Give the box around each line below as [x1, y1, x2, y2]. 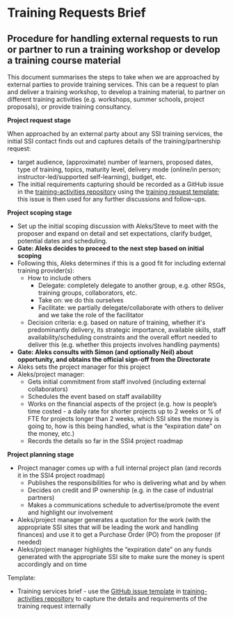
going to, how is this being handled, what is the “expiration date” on [27, 422, 221, 430]
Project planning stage [7, 450, 74, 458]
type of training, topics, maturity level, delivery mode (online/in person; [17, 165, 221, 174]
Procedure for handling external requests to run [7, 33, 218, 45]
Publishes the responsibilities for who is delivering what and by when [27, 479, 226, 487]
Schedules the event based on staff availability [27, 393, 162, 400]
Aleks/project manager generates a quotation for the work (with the [17, 516, 211, 524]
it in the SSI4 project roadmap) [17, 471, 106, 479]
